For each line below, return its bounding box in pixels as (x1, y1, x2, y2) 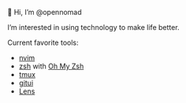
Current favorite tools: (7, 38, 79, 47)
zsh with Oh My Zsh (18, 61, 84, 71)
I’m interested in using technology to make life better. (7, 23, 180, 31)
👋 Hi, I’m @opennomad (7, 8, 82, 17)
